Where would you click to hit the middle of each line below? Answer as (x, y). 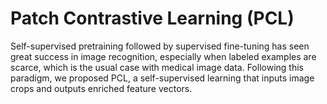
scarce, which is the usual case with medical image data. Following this (157, 67)
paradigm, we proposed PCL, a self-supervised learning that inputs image (162, 78)
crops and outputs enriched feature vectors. (101, 88)
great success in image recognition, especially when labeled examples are (163, 56)
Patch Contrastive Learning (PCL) (152, 18)
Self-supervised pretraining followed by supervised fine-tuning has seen (160, 46)
